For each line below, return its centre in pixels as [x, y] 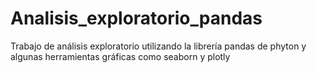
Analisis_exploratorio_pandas [136, 18]
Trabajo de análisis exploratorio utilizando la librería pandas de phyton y [158, 46]
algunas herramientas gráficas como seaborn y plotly [120, 56]
